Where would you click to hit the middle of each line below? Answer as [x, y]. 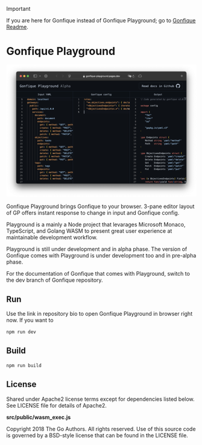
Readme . [17, 27]
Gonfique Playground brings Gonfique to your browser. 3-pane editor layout [100, 206]
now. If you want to [30, 320]
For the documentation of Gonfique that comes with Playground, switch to [98, 274]
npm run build [24, 365]
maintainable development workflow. [52, 238]
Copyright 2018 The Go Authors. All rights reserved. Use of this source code [101, 429]
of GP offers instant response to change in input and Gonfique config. [93, 213]
